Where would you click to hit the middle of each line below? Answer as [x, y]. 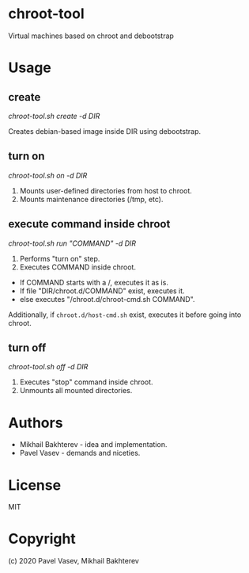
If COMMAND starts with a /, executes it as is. [94, 282]
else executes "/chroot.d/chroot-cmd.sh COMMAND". [107, 299]
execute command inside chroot [89, 224]
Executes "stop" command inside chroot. [86, 382]
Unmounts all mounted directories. [76, 391]
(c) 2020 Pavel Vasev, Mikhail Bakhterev [74, 561]
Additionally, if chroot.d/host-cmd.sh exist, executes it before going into [125, 315]
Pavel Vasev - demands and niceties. [80, 453]
